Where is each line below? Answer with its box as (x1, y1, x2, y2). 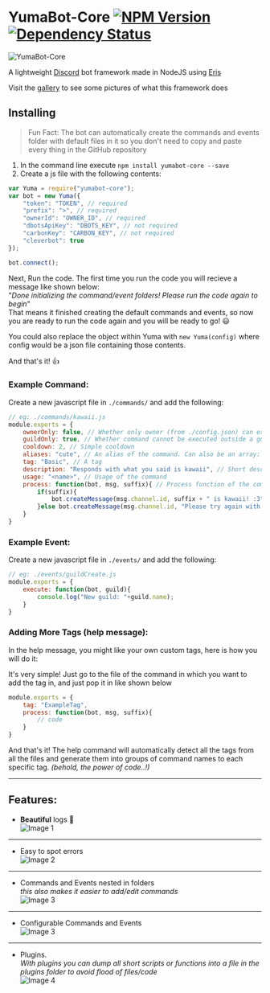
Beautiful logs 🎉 (19, 815, 75, 824)
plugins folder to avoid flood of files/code (19, 966, 158, 976)
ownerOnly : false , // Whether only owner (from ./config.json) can (22, 428, 253, 436)
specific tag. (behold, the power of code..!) (8, 762, 150, 772)
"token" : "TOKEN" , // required (22, 199, 128, 207)
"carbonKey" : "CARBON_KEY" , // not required (22, 229, 174, 237)
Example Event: (8, 536, 71, 548)
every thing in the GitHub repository (27, 145, 147, 154)
